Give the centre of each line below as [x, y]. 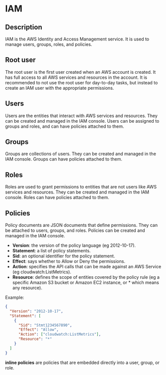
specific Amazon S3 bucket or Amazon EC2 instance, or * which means [85, 283]
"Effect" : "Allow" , [38, 330]
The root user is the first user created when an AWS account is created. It [81, 72]
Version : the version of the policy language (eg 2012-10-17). [74, 245]
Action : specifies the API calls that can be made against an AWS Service [87, 267]
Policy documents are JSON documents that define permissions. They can [82, 225]
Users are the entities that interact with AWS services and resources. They [82, 116]
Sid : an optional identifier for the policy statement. [64, 256]
